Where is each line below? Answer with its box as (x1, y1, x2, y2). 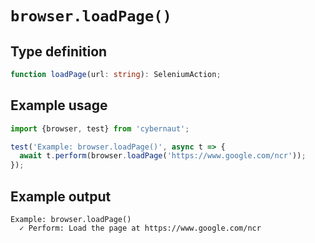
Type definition (10, 43, 108, 60)
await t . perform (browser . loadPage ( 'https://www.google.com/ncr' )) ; (19, 151, 307, 161)
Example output (10, 188, 112, 205)
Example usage (10, 97, 108, 114)
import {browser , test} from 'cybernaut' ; (10, 123, 190, 134)
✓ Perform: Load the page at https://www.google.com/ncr (19, 223, 262, 233)
